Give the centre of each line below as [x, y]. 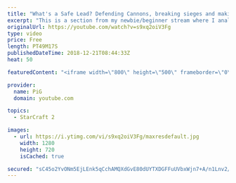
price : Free [25, 40]
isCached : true [42, 156]
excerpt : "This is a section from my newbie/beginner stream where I [111, 20]
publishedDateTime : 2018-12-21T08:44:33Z [69, 53]
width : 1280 [37, 143]
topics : [19, 111]
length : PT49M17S [33, 46]
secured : [20, 169]
